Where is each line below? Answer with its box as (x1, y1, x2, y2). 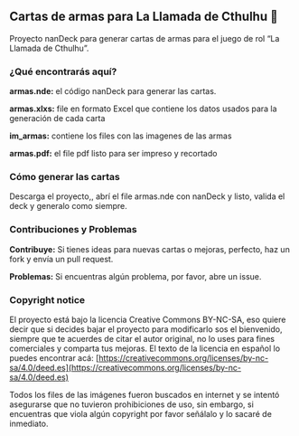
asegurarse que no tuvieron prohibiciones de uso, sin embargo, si (9, 399, 255, 410)
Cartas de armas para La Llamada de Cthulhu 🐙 (9, 9, 278, 24)
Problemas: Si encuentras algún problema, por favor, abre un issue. (9, 270, 262, 281)
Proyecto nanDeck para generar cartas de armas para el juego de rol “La (9, 33, 280, 43)
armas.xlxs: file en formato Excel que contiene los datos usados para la (9, 103, 277, 114)
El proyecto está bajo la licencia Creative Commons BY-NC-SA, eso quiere (9, 314, 286, 325)
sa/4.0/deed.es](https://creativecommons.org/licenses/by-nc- (9, 363, 242, 373)
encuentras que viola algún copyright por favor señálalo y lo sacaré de (9, 409, 273, 419)
